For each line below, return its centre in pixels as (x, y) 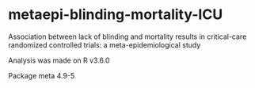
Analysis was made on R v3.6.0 (59, 60)
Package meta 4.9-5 (42, 75)
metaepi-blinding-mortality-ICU (116, 15)
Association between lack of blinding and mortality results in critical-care (127, 36)
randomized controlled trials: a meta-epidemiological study (105, 44)
